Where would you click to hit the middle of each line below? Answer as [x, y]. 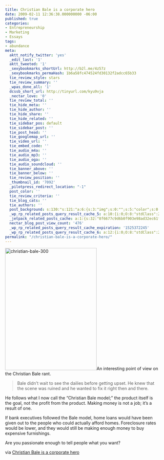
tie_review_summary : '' [33, 82]
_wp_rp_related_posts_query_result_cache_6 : [55, 232]
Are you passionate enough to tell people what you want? [63, 443]
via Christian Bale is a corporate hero [42, 452]
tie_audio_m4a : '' [28, 151]
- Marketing [17, 32]
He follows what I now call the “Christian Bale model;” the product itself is [79, 398]
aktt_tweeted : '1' [28, 64]
